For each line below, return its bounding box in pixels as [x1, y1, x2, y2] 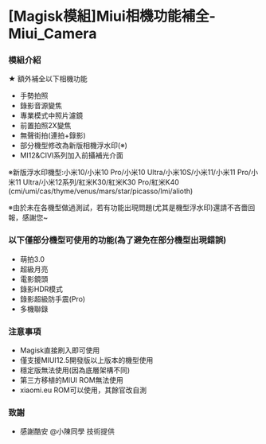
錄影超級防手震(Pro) [19, 294, 86, 303]
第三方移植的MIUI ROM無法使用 [19, 376, 123, 385]
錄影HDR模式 [19, 284, 64, 294]
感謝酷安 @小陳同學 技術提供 [19, 426, 115, 436]
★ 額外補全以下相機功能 [8, 74, 88, 84]
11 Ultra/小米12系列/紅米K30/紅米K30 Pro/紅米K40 [14, 177, 179, 187]
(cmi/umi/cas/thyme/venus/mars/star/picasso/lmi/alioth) [8, 186, 194, 196]
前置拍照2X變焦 [19, 121, 72, 130]
